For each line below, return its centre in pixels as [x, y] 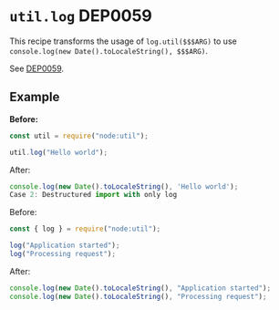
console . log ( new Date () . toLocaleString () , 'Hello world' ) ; [124, 186]
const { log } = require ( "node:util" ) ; [85, 229]
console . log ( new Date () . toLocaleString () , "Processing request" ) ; [138, 296]
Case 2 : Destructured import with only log [93, 195]
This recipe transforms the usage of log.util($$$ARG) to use [123, 41]
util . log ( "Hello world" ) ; [58, 152]
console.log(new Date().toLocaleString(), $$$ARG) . [108, 50]
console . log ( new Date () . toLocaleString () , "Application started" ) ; [140, 288]
